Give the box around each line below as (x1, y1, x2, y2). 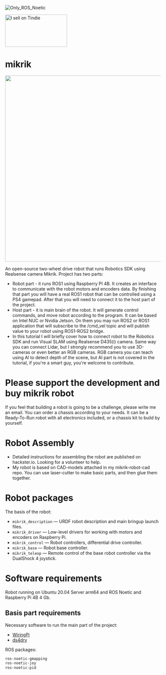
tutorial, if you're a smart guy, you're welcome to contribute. (12, 360, 135, 366)
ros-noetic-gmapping (5, 656, 48, 661)
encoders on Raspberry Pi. (12, 534, 67, 540)
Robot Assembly (5, 438, 75, 449)
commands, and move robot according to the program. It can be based (12, 312, 157, 318)
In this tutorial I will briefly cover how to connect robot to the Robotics (12, 333, 154, 339)
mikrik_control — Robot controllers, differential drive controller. (12, 539, 143, 545)
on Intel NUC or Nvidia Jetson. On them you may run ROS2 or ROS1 (12, 317, 150, 323)
